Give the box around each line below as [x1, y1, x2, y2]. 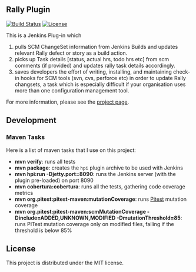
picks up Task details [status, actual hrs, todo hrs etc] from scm [14, 55, 170, 62]
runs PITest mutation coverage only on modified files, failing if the [14, 220, 175, 227]
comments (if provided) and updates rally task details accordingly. [14, 62, 175, 69]
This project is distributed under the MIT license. [6, 259, 124, 267]
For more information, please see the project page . [6, 98, 129, 105]
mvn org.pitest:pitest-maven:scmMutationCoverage [14, 208, 146, 215]
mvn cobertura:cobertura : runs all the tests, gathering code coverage [14, 183, 185, 190]
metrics [14, 189, 34, 196]
